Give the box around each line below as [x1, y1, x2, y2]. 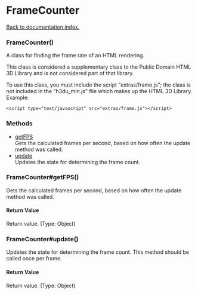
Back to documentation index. [6, 23, 80, 30]
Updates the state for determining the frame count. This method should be [6, 248, 190, 256]
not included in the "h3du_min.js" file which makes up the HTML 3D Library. [6, 88, 193, 95]
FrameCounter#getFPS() [6, 173, 79, 182]
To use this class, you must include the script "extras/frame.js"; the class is [6, 81, 191, 88]
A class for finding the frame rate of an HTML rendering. [6, 52, 145, 59]
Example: [6, 94, 29, 102]
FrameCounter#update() [6, 235, 79, 243]
